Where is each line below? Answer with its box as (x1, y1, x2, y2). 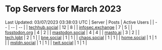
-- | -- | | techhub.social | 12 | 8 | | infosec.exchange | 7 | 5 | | (10, 24, 132, 30)
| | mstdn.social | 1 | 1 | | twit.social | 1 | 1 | (5, 39, 87, 45)
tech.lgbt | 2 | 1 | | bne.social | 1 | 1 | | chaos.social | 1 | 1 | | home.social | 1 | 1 (5, 35, 157, 40)
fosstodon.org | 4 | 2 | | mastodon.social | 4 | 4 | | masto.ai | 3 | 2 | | (5, 29, 140, 35)
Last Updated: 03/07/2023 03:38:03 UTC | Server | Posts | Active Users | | (5, 19, 154, 25)
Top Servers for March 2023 (5, 3, 122, 14)
